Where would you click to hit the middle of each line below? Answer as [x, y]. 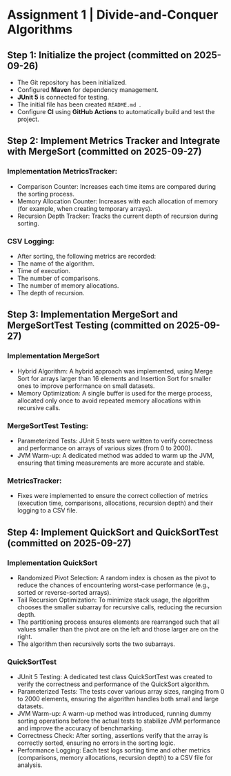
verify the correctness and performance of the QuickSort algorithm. [113, 684]
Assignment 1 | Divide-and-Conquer [113, 15]
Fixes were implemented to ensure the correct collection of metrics [112, 496]
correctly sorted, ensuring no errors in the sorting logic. [96, 743]
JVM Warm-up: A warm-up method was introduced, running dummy [114, 714]
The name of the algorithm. [56, 264]
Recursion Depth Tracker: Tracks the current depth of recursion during [118, 216]
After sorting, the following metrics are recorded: [87, 256]
